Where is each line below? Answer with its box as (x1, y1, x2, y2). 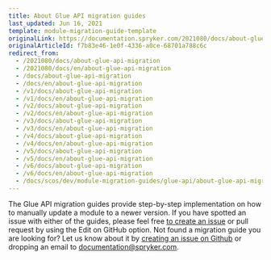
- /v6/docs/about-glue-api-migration (15, 162, 143, 170)
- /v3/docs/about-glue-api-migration (15, 117, 143, 125)
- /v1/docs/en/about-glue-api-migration (15, 94, 153, 103)
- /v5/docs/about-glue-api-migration (15, 147, 143, 155)
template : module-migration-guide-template (8, 27, 157, 35)
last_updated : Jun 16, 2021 (8, 19, 103, 27)
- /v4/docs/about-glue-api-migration (15, 132, 143, 140)
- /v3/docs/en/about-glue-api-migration (15, 124, 153, 132)
